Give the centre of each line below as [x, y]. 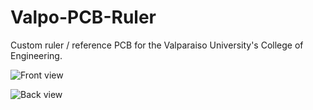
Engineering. [36, 55]
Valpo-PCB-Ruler [83, 17]
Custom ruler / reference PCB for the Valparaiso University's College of [157, 45]
